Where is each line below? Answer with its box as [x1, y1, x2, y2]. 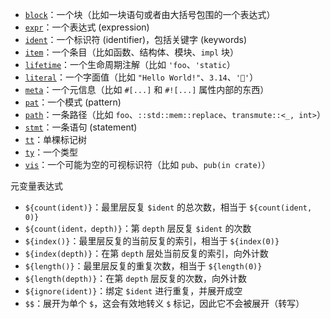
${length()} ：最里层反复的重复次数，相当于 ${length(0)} [24, 260, 263, 272]
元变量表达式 [10, 180, 63, 192]
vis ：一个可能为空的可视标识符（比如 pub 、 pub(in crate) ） [24, 159, 271, 170]
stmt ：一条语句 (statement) [24, 121, 138, 133]
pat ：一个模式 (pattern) [24, 96, 122, 108]
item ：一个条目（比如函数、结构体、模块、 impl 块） [24, 46, 240, 58]
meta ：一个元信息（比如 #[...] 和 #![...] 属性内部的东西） [24, 84, 270, 95]
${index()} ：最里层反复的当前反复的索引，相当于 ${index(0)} [24, 235, 280, 247]
